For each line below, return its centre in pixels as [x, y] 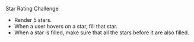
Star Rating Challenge [32, 9]
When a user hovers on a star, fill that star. [66, 26]
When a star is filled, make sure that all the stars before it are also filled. [101, 33]
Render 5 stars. [33, 20]
